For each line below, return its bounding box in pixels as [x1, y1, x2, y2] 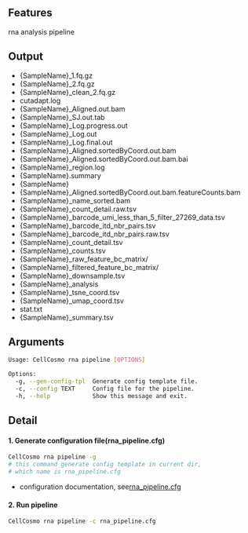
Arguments [8, 335, 65, 349]
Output [8, 50, 43, 64]
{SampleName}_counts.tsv [19, 246, 106, 255]
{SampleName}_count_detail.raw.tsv [19, 204, 137, 214]
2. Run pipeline [8, 500, 58, 509]
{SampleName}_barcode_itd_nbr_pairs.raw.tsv [19, 229, 170, 239]
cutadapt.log [19, 96, 61, 105]
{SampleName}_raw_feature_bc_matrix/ [19, 254, 148, 264]
